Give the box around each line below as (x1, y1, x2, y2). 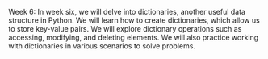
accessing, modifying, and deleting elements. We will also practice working (8, 32, 259, 42)
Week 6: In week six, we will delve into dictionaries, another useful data (8, 7, 246, 16)
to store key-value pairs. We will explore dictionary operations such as (8, 24, 242, 33)
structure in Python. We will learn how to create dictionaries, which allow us (8, 15, 260, 25)
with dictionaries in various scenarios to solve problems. (8, 41, 196, 51)
